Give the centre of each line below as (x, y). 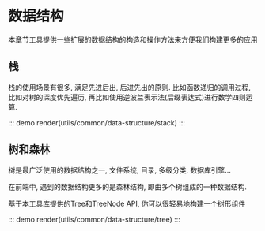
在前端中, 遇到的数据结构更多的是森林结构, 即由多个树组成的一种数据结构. (127, 187)
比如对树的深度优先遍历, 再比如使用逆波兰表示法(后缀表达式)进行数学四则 (127, 97)
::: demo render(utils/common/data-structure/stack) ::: (97, 122)
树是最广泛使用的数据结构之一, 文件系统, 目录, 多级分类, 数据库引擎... (119, 170)
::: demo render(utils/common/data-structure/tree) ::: (94, 219)
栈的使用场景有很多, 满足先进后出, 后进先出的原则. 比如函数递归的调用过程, (129, 87)
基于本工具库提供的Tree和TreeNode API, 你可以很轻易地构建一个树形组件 (127, 203)
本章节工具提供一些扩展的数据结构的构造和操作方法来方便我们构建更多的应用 (133, 39)
